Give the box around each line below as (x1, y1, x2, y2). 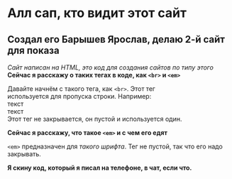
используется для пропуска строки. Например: (7, 92, 152, 100)
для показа (7, 44, 60, 56)
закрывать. (7, 150, 41, 158)
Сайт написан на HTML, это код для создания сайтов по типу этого (7, 63, 214, 72)
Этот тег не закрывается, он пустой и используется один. (7, 115, 182, 123)
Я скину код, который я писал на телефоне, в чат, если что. (7, 163, 192, 172)
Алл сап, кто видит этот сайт (7, 5, 187, 21)
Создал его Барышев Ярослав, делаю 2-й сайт (7, 33, 226, 45)
